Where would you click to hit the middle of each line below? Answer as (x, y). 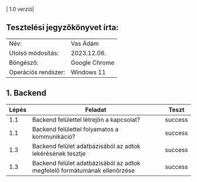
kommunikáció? (54, 137)
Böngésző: (24, 62)
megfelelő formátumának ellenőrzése (83, 170)
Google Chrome (93, 62)
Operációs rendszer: (37, 72)
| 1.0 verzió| (20, 9)
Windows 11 (88, 72)
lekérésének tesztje (59, 153)
